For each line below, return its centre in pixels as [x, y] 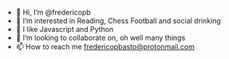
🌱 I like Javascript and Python [65, 29]
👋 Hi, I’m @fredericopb [53, 12]
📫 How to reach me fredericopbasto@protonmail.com [105, 47]
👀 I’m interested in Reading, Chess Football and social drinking [118, 21]
